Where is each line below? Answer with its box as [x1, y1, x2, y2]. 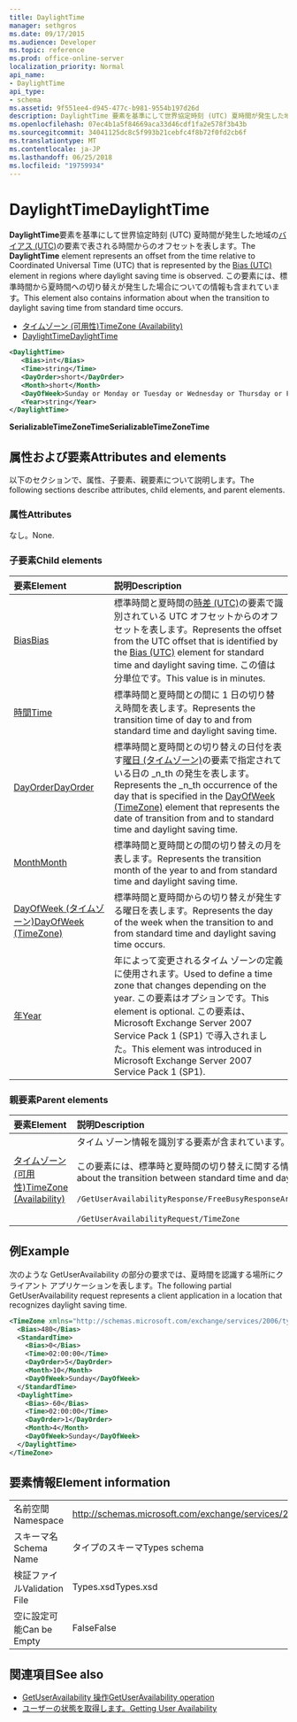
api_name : [9, 71, 46, 80]
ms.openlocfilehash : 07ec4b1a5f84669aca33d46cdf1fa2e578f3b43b [9, 120, 247, 129]
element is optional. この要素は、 [113, 1005, 250, 1017]
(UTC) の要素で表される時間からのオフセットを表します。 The [34, 241, 256, 251]
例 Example [9, 1244, 70, 1259]
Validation [22, 1582, 64, 1595]
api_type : [9, 87, 46, 96]
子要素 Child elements [9, 554, 103, 567]
